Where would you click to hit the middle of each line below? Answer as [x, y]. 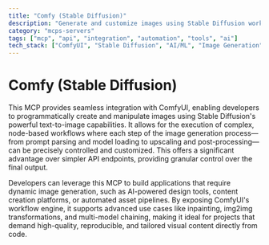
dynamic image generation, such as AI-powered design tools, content [123, 192]
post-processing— [229, 142]
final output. [28, 167]
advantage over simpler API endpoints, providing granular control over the [130, 159]
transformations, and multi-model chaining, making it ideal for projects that [132, 217]
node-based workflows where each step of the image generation [116, 133]
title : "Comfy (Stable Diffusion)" [68, 16]
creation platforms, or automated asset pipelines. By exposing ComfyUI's [129, 200]
